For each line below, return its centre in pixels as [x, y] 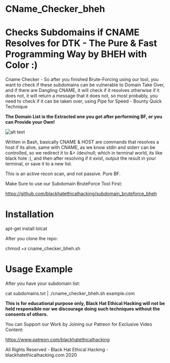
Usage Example [39, 269]
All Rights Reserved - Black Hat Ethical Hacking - [57, 349]
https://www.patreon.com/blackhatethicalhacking [58, 340]
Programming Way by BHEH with [76, 54]
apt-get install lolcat [26, 228]
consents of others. [27, 314]
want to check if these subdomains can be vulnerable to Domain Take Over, [85, 85]
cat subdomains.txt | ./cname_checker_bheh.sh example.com [70, 293]
